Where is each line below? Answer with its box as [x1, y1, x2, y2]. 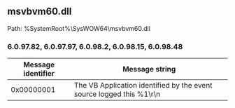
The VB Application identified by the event [73, 81, 213, 90]
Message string [122, 65, 176, 74]
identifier [23, 69, 55, 79]
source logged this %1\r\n [73, 89, 161, 99]
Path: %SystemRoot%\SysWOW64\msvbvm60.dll [7, 24, 150, 32]
